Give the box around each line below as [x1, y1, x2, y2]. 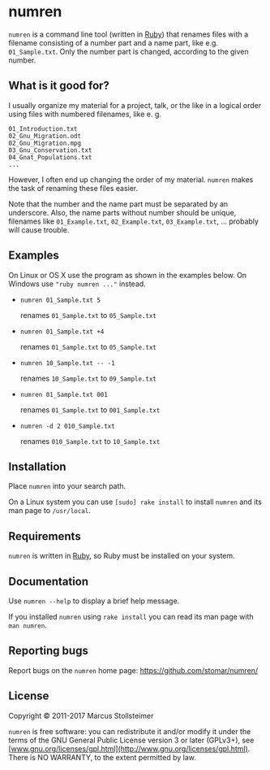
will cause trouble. [8, 224, 70, 234]
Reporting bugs [8, 644, 89, 658]
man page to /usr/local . [8, 506, 92, 516]
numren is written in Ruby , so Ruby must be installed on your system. [8, 551, 235, 561]
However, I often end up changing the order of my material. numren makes [8, 174, 254, 185]
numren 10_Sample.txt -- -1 [19, 359, 115, 368]
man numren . [8, 620, 47, 630]
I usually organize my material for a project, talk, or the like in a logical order [8, 100, 262, 110]
